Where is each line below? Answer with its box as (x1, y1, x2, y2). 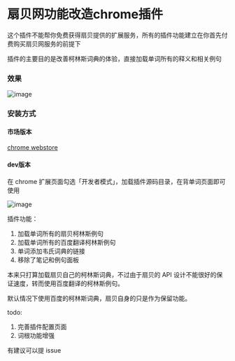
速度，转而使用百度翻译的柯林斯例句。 (13, 279, 124, 288)
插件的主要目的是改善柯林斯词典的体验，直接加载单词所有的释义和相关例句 (7, 54, 222, 63)
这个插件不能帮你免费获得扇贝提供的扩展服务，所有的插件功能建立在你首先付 (7, 31, 228, 39)
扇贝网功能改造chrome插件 (7, 6, 164, 22)
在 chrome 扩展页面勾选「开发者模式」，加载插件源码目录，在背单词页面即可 (7, 177, 226, 185)
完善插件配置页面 (17, 323, 67, 331)
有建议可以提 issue (7, 346, 62, 354)
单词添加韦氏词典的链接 (17, 246, 85, 255)
